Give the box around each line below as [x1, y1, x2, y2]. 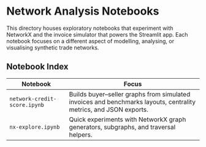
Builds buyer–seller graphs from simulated [69, 90, 191, 98]
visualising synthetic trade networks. [6, 44, 99, 51]
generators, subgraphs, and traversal [69, 123, 176, 131]
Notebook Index [6, 62, 69, 72]
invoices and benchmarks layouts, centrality [69, 98, 196, 106]
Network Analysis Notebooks [6, 4, 159, 18]
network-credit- [9, 95, 57, 102]
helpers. [69, 130, 93, 138]
